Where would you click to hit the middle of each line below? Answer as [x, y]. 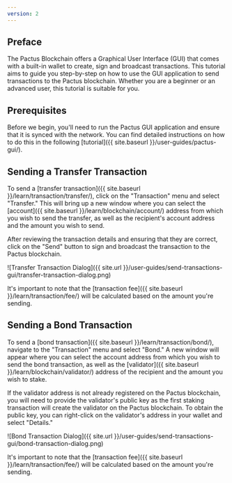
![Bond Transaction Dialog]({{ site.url [60, 436]
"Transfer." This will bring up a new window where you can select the [107, 203]
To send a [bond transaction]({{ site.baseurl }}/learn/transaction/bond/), [111, 342]
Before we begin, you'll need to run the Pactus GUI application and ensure [114, 127]
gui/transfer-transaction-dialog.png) [59, 275]
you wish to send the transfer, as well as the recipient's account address [111, 218]
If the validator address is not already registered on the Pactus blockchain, [114, 393]
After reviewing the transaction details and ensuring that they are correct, [113, 239]
